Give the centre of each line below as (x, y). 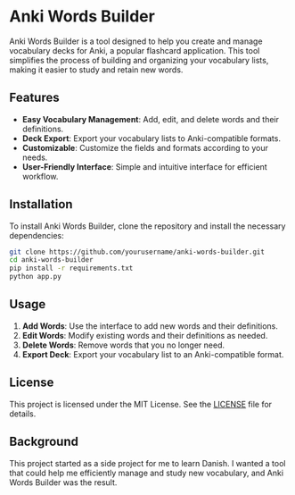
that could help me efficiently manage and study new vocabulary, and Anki (146, 473)
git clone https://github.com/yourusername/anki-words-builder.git (137, 252)
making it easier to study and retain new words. (96, 70)
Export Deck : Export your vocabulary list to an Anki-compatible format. (153, 354)
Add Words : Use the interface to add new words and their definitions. (150, 326)
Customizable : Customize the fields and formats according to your (145, 147)
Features (34, 98)
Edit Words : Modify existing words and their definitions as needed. (145, 335)
